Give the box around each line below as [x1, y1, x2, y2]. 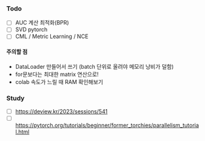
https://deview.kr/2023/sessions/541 [15, 107, 108, 115]
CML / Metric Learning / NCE [15, 32, 89, 40]
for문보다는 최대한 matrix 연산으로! [15, 70, 99, 78]
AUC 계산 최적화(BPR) [15, 19, 69, 26]
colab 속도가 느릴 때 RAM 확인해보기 [15, 78, 103, 85]
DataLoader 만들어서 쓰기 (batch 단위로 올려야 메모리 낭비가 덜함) [15, 63, 174, 70]
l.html [15, 128, 29, 135]
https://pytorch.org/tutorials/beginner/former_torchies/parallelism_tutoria [15, 121, 199, 129]
